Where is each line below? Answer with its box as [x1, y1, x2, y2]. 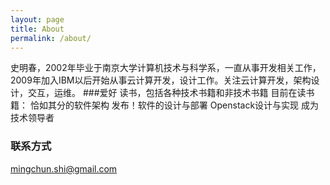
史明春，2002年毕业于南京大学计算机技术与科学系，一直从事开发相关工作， [10, 62, 322, 74]
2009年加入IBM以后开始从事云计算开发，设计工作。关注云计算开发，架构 [10, 74, 312, 86]
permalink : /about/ [10, 33, 92, 43]
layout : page [10, 14, 65, 25]
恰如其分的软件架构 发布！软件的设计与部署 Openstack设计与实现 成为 [29, 99, 320, 111]
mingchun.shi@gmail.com [10, 162, 118, 175]
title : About [10, 24, 65, 34]
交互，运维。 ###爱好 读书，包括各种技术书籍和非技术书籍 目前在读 [27, 87, 307, 99]
